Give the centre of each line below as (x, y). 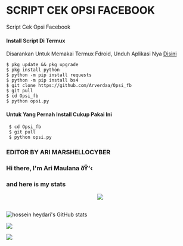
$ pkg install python (33, 70)
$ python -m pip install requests (49, 75)
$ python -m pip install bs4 (42, 80)
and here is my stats (36, 184)
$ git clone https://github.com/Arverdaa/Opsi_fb (69, 86)
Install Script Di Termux (36, 41)
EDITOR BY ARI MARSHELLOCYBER (58, 152)
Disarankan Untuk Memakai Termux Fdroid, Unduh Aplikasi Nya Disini (91, 54)
